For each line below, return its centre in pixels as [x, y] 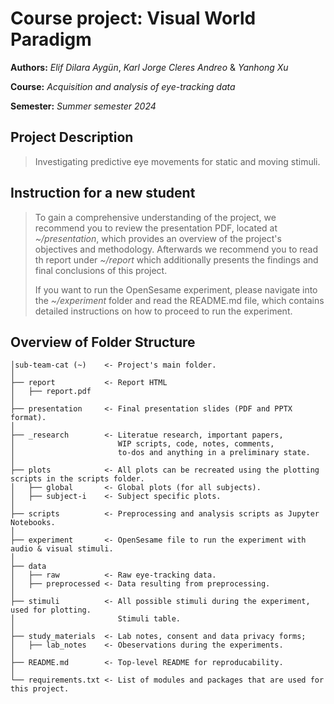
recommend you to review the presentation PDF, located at [156, 228]
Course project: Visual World [133, 18]
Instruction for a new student [103, 193]
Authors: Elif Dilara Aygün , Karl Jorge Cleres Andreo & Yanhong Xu [149, 67]
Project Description [72, 137]
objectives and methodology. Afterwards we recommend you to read [176, 249]
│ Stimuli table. [96, 619]
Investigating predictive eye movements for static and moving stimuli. [177, 161]
